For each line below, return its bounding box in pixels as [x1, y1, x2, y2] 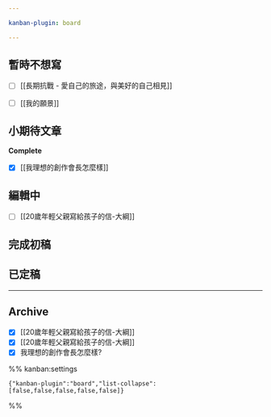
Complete [8, 146, 43, 156]
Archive [8, 305, 49, 318]
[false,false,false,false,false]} [8, 386, 125, 394]
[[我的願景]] [19, 98, 60, 107]
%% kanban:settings [8, 364, 78, 373]
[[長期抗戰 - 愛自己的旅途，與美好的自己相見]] [19, 81, 173, 91]
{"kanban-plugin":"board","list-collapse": [8, 379, 157, 388]
